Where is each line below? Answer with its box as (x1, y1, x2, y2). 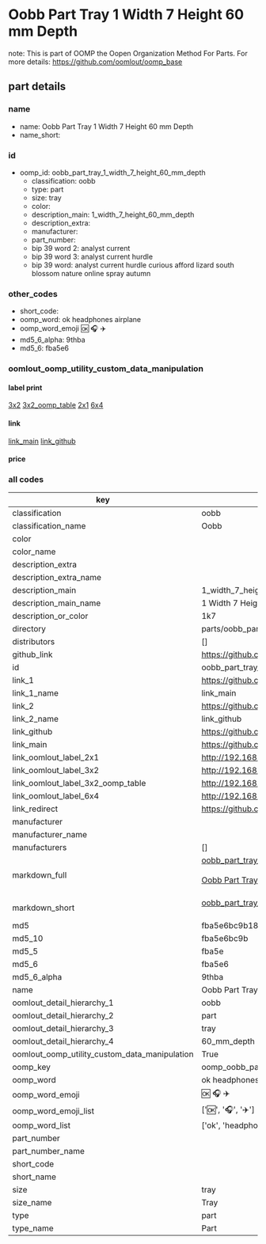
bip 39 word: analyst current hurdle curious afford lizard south (31, 260, 235, 270)
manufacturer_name (12, 829, 88, 840)
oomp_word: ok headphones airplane (19, 315, 142, 324)
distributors (12, 636, 55, 647)
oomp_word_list (12, 1120, 71, 1131)
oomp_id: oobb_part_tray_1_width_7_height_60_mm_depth (19, 168, 206, 177)
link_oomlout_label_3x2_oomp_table (12, 778, 146, 789)
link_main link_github (8, 436, 77, 446)
